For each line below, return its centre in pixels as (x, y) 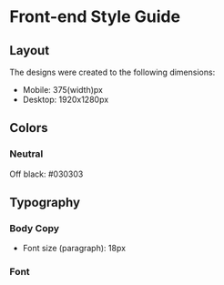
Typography (45, 203)
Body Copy (35, 228)
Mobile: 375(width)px (62, 90)
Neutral (26, 154)
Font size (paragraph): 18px (74, 249)
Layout (30, 51)
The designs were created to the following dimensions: (112, 72)
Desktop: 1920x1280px (66, 99)
